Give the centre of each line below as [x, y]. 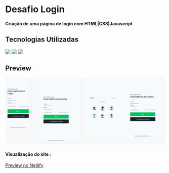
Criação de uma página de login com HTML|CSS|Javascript [69, 23]
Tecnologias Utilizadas [42, 40]
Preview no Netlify [25, 165]
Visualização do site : [28, 154]
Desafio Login [35, 9]
